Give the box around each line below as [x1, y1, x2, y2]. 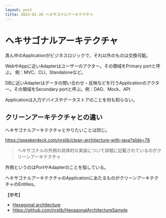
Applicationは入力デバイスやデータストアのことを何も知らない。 [5, 97, 138, 103]
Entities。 [18, 181, 38, 187]
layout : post [5, 7, 32, 12]
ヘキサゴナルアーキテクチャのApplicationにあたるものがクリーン [5, 175, 137, 181]
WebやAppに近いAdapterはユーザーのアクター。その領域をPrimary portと [5, 63, 156, 69]
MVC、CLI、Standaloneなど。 [23, 69, 86, 75]
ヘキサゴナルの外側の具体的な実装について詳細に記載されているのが [17, 147, 157, 153]
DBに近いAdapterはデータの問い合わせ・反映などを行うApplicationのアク [5, 80, 156, 86]
